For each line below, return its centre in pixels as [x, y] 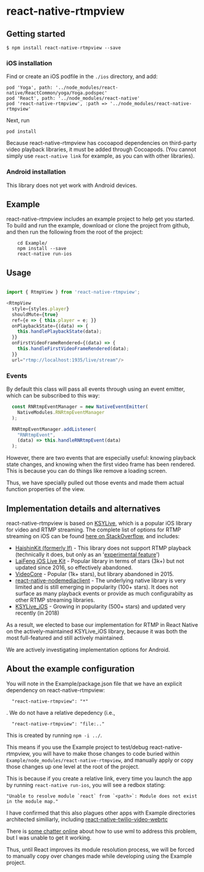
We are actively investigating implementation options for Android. [88, 649]
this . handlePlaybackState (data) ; [60, 331]
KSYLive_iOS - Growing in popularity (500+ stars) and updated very [100, 606]
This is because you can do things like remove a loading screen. [87, 471]
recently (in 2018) [37, 613]
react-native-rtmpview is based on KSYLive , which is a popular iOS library [99, 523]
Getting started [36, 34]
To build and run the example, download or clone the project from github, [98, 226]
